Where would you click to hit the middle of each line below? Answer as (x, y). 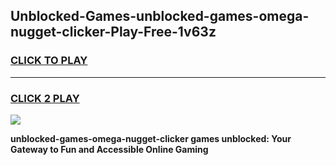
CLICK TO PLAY (49, 61)
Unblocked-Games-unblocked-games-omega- (160, 16)
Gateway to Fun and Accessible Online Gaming (109, 149)
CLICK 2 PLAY (45, 98)
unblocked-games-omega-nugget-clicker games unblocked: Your (151, 138)
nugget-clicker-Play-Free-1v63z (113, 32)
